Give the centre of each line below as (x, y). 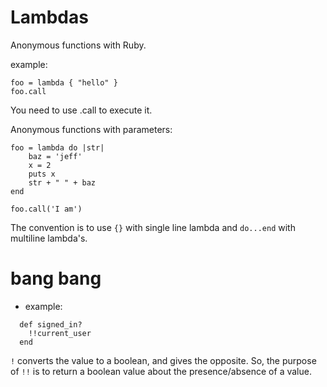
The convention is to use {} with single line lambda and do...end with (153, 227)
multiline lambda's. (49, 238)
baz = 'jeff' (55, 156)
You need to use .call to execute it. (81, 110)
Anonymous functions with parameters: (91, 129)
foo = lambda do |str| (57, 147)
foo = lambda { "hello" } (64, 82)
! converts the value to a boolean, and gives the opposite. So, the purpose (163, 360)
